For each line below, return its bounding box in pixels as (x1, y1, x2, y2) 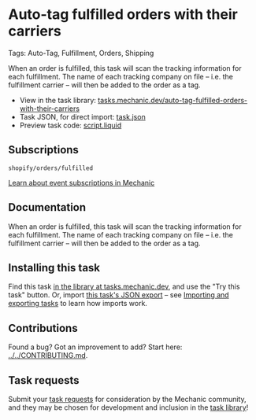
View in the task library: (19, 95, 97, 105)
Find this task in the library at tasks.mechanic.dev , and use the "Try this (8, 282, 240, 292)
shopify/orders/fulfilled (8, 164, 93, 172)
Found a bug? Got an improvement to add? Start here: (8, 342, 183, 352)
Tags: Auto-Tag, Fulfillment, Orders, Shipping (8, 48, 154, 57)
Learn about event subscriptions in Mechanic (8, 178, 155, 187)
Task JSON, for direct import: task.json (19, 112, 146, 121)
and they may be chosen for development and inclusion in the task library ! (8, 403, 249, 412)
